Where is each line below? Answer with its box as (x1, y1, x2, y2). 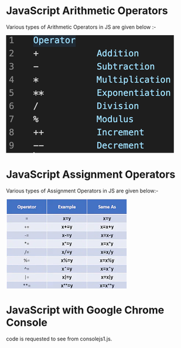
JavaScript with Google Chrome (6, 304, 165, 317)
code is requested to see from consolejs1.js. (6, 335, 112, 342)
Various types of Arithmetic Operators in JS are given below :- (6, 23, 156, 30)
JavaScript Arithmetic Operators (6, 4, 168, 18)
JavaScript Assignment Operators (6, 168, 176, 181)
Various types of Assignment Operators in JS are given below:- (6, 187, 159, 194)
